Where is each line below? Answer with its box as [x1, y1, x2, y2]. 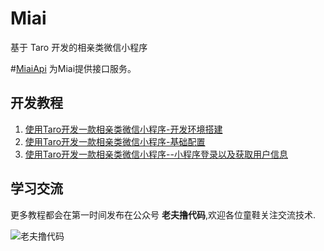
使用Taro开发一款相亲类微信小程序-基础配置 [24, 135, 206, 147]
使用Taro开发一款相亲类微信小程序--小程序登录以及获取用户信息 [24, 148, 288, 160]
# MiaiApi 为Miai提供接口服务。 [10, 62, 137, 74]
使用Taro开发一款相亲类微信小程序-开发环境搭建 [24, 123, 223, 135]
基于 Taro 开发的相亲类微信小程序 [10, 41, 148, 53]
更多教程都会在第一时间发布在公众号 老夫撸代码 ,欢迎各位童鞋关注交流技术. [10, 208, 317, 221]
